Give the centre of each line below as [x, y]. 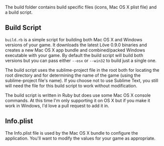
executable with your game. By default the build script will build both [74, 55]
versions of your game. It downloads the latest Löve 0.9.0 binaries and [76, 45]
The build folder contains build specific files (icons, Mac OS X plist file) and [81, 7]
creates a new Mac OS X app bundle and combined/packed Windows [75, 50]
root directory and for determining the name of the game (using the [73, 75]
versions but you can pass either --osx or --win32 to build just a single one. [81, 60]
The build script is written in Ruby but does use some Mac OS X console [78, 95]
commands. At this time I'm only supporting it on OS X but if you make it [78, 100]
